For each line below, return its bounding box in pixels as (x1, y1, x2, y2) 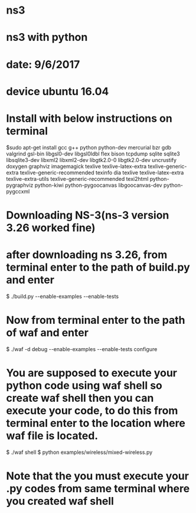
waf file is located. (6, 429, 99, 442)
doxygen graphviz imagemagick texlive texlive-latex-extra (6, 163, 147, 170)
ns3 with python (6, 31, 88, 44)
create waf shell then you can (6, 391, 154, 405)
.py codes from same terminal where (6, 482, 190, 495)
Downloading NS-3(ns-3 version (6, 208, 169, 222)
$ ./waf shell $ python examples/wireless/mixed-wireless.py (6, 449, 153, 456)
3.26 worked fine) (6, 221, 96, 234)
